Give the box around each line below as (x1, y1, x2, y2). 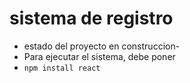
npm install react (23, 63, 101, 73)
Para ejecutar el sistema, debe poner (23, 50, 176, 62)
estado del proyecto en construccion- (23, 40, 181, 52)
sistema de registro (9, 7, 174, 30)
